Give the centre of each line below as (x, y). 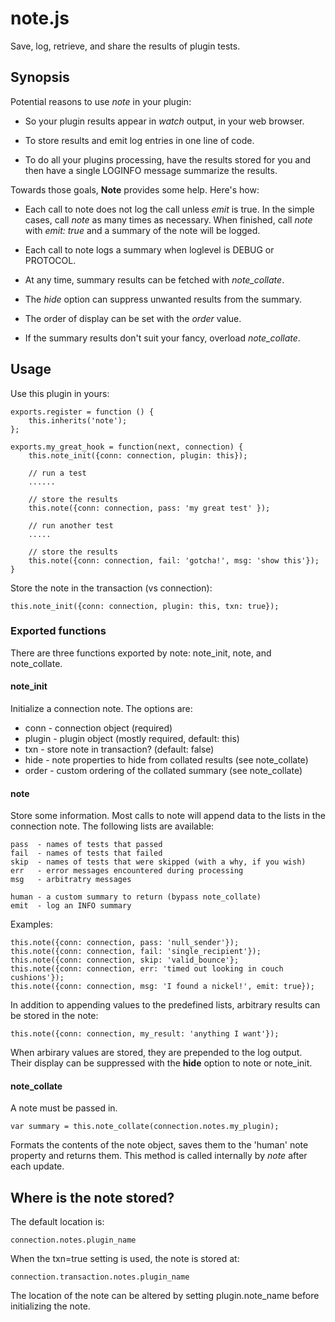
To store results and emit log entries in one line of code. (139, 140)
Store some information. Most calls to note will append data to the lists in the (168, 816)
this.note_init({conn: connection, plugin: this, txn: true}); (145, 606)
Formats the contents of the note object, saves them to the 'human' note (159, 1145)
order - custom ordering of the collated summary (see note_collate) (163, 771)
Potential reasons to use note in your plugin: (101, 101)
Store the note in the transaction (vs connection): (111, 588)
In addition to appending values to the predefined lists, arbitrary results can (165, 1005)
